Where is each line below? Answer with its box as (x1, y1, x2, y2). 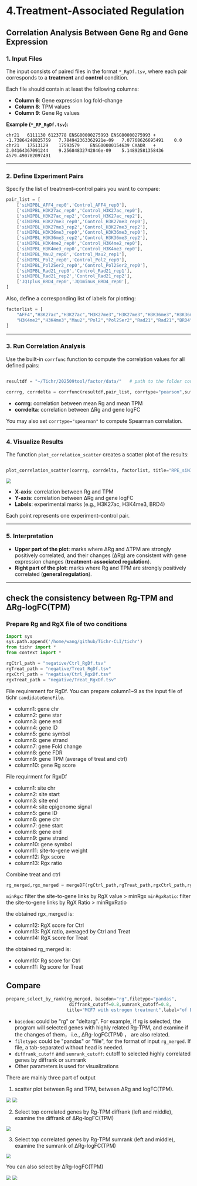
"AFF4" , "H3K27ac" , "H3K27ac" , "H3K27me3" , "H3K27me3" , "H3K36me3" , (16, 312, 175, 317)
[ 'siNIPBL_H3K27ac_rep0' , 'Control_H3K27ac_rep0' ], (16, 207, 143, 213)
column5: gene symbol (14, 730, 70, 737)
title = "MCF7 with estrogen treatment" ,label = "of (66, 1007, 188, 1013)
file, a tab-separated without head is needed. (14, 1043, 124, 1051)
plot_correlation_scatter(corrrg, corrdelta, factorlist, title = (6, 467, 169, 473)
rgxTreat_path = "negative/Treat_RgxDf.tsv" (6, 677, 117, 683)
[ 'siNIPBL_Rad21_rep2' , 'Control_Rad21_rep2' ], (16, 273, 133, 279)
